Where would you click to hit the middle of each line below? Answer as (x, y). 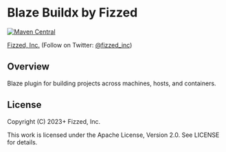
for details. (22, 142)
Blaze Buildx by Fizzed (72, 13)
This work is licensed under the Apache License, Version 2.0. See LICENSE (113, 135)
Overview (29, 67)
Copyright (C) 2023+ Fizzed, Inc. (54, 121)
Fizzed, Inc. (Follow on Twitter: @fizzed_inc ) (70, 45)
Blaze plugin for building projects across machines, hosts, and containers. (112, 83)
